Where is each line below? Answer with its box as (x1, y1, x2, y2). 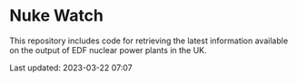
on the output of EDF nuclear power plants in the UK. (9, 44, 207, 55)
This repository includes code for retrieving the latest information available (9, 35, 289, 46)
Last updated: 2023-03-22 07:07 (9, 62, 134, 73)
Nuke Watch (9, 5, 104, 26)
